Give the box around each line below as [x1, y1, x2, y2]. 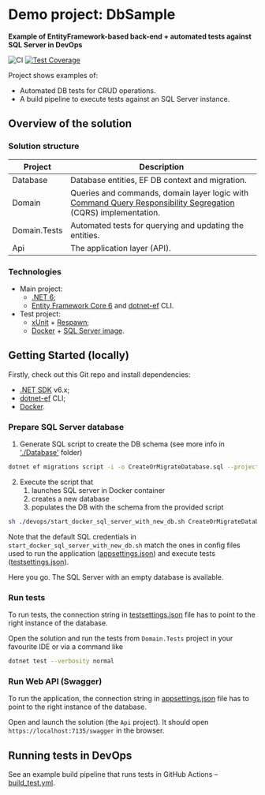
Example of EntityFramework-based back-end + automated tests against [8, 32, 252, 41]
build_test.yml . [8, 778, 55, 788]
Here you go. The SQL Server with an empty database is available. [8, 572, 224, 581]
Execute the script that [19, 477, 94, 487]
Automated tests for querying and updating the [70, 219, 244, 230]
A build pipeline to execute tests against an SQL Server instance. [19, 94, 230, 103]
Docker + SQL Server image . [31, 326, 125, 335]
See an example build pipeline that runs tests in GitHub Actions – [8, 770, 218, 779]
